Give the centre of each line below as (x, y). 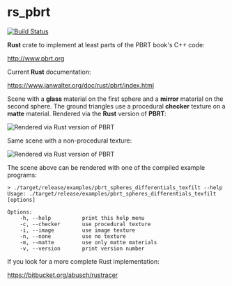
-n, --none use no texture (73, 236)
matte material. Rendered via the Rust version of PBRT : (87, 113)
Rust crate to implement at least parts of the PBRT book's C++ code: (106, 45)
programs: (22, 175)
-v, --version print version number (82, 248)
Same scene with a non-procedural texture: (70, 141)
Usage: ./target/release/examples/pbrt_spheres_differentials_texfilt (112, 193)
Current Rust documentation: (49, 72)
